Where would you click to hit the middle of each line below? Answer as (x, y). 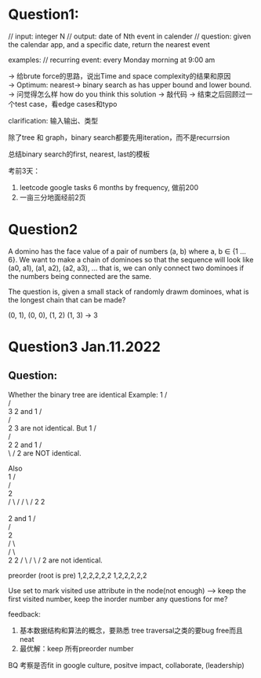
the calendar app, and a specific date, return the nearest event (109, 44)
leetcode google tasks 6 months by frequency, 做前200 (109, 187)
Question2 (43, 230)
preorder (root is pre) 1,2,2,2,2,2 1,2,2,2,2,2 (78, 575)
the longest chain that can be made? (67, 299)
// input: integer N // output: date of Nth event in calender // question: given (130, 36)
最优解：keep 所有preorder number (76, 648)
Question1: (44, 15)
